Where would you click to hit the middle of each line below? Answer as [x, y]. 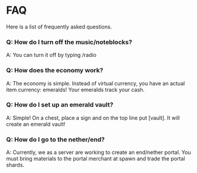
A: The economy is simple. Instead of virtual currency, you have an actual [96, 83]
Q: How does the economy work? [55, 71]
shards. [15, 165]
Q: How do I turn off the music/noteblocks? [69, 42]
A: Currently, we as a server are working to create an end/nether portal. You [98, 152]
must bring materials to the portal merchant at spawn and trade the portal [96, 159]
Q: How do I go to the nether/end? [56, 139]
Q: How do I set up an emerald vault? [60, 105]
